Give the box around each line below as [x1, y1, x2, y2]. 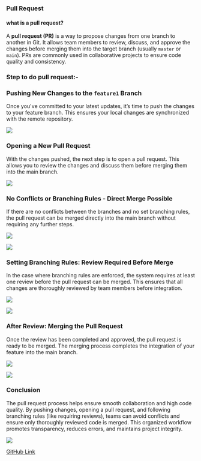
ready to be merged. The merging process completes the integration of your [6, 342, 195, 349]
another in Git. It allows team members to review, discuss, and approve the [6, 39, 191, 46]
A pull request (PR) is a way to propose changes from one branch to [6, 32, 176, 40]
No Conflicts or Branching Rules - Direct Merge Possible [6, 194, 173, 202]
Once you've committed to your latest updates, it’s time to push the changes [6, 103, 195, 110]
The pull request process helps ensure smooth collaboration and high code [6, 399, 192, 406]
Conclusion [6, 386, 41, 394]
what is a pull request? [6, 19, 64, 26]
